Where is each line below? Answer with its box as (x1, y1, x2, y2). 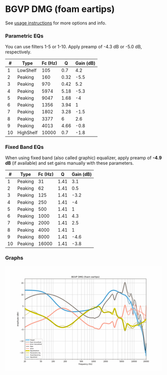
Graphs (5, 254, 23, 261)
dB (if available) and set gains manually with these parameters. (5, 160, 134, 166)
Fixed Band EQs (5, 143, 44, 150)
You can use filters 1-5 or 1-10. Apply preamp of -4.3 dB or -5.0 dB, (5, 44, 142, 50)
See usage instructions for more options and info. (5, 20, 107, 26)
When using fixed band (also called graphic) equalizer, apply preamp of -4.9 (5, 155, 162, 161)
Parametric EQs (5, 32, 44, 39)
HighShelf (17, 129, 38, 135)
